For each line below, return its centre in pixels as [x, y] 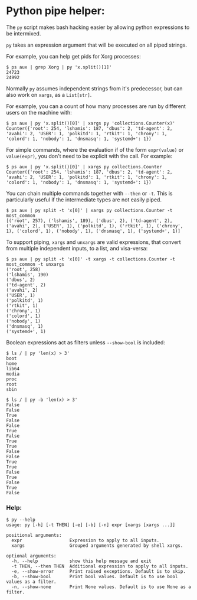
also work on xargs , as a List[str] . [49, 94]
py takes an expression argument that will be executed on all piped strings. [97, 45]
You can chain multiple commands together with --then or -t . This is [89, 193]
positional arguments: [34, 536]
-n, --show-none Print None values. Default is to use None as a [101, 587]
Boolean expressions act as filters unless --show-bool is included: [86, 342]
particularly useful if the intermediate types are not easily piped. [84, 200]
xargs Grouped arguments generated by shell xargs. [97, 546]
